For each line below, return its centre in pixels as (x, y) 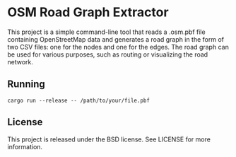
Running (26, 85)
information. (25, 146)
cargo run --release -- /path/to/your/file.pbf (79, 100)
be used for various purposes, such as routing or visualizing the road (108, 54)
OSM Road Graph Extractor (88, 12)
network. (20, 62)
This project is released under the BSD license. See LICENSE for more (109, 139)
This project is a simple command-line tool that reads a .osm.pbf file (107, 32)
